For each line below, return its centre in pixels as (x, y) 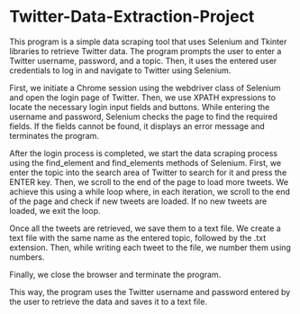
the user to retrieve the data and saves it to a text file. (108, 301)
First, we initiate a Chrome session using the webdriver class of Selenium (145, 88)
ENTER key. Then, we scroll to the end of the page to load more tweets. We (149, 181)
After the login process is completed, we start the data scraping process (143, 153)
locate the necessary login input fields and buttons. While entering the (140, 106)
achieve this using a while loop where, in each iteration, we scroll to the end (150, 191)
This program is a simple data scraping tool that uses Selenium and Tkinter (148, 42)
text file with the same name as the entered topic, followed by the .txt (138, 237)
